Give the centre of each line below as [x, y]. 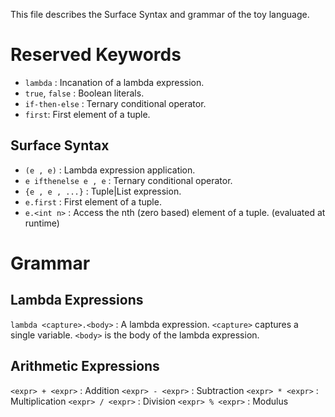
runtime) [42, 223]
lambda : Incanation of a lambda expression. [114, 82]
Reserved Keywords [96, 55]
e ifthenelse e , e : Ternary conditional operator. [128, 180]
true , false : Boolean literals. [84, 93]
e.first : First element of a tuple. [93, 201]
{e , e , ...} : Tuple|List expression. [103, 191]
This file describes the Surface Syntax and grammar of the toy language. [160, 14]
